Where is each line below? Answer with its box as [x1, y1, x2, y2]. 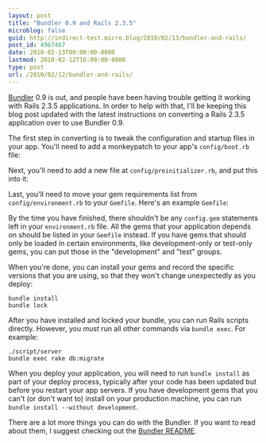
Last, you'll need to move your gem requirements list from [8, 189, 197, 198]
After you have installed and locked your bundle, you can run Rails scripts [8, 315, 249, 325]
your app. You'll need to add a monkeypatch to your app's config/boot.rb [8, 141, 250, 151]
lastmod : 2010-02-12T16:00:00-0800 [8, 56, 126, 64]
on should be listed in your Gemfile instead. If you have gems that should [8, 229, 246, 239]
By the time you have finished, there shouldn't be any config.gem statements [8, 213, 259, 222]
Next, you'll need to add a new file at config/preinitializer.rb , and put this [8, 165, 258, 175]
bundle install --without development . [8, 402, 139, 411]
